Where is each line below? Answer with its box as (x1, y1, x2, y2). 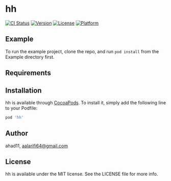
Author (5, 129, 28, 138)
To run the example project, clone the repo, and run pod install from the (5, 48, 159, 54)
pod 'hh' (5, 115, 24, 120)
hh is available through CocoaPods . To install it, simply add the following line (5, 99, 166, 105)
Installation (5, 86, 42, 95)
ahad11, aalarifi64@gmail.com (5, 143, 68, 149)
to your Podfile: (5, 105, 38, 111)
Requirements (5, 69, 51, 77)
